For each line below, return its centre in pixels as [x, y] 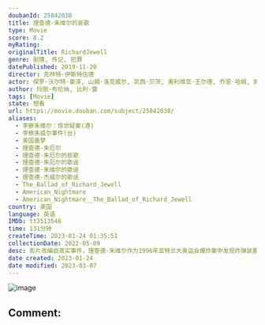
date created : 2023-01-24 [50, 258]
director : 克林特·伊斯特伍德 [51, 74]
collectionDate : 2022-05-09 [54, 244]
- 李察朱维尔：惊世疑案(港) [55, 126]
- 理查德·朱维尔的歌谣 [47, 170]
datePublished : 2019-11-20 [52, 67]
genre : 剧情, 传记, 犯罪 [45, 60]
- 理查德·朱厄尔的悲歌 [47, 155]
